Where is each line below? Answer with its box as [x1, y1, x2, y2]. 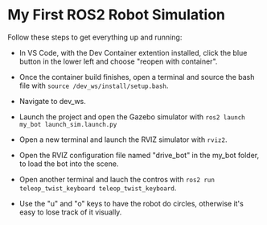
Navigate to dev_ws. [18, 96, 86, 106]
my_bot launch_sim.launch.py [18, 120, 117, 128]
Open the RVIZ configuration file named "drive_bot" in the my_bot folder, [18, 150, 260, 160]
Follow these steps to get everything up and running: [7, 32, 183, 42]
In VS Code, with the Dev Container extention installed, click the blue [18, 48, 248, 57]
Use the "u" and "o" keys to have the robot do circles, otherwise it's [18, 198, 244, 208]
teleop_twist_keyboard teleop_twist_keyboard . [18, 183, 177, 193]
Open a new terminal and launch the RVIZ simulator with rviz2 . [18, 135, 228, 144]
